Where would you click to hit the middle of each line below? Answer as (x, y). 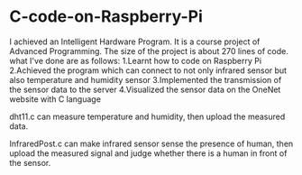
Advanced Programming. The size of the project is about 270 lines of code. (149, 51)
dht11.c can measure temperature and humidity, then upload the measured (147, 116)
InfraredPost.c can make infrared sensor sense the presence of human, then (151, 143)
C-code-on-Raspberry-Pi (106, 17)
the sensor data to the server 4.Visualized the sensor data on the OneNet (145, 89)
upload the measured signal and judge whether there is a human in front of (148, 153)
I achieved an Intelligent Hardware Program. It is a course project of (135, 41)
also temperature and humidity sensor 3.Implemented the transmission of (146, 79)
